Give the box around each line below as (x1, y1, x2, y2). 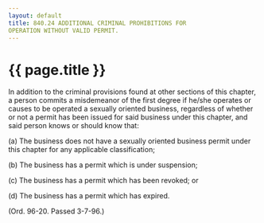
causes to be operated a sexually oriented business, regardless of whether (8, 104, 254, 114)
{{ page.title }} (8, 61, 107, 79)
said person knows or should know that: (8, 121, 139, 131)
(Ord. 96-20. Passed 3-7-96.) (8, 206, 105, 216)
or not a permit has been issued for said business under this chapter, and (8, 112, 248, 122)
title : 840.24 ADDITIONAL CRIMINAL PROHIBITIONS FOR (8, 19, 187, 27)
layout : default (8, 11, 62, 20)
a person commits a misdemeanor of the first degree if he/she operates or (8, 96, 252, 105)
